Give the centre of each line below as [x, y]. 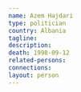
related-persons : [37, 61]
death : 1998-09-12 [39, 53]
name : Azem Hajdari [41, 16]
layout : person [34, 75]
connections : [30, 68]
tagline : [23, 38]
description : [30, 46]
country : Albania [37, 30]
